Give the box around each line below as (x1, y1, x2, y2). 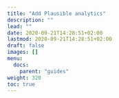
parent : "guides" (19, 68, 69, 75)
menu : (7, 55, 23, 62)
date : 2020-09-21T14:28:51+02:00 (7, 29, 103, 37)
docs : (13, 61, 30, 68)
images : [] (7, 49, 39, 56)
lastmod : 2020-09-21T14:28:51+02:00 (7, 36, 112, 43)
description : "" (7, 17, 54, 23)
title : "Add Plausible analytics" (7, 10, 107, 17)
